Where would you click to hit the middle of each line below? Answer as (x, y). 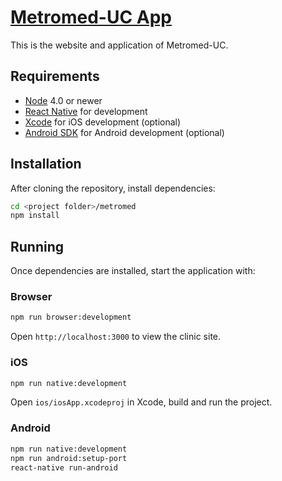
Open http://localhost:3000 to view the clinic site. (116, 337)
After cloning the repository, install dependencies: (113, 188)
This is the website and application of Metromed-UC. (119, 45)
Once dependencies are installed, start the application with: (133, 271)
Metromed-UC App (91, 17)
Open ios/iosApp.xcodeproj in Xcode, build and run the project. (141, 402)
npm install (35, 216)
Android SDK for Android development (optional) (124, 132)
